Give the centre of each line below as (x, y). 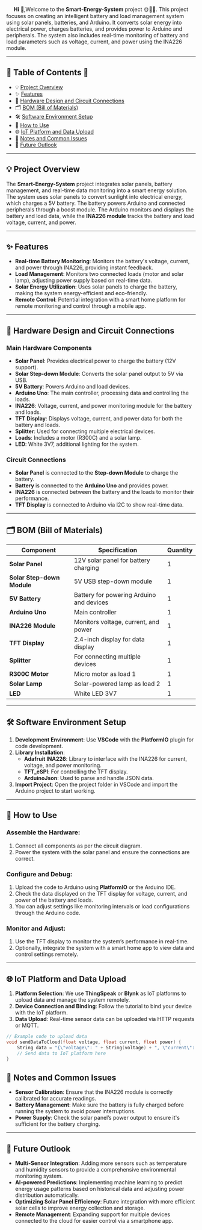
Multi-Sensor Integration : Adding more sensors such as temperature (101, 1163)
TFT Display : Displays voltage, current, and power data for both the (99, 419)
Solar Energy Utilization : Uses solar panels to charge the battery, (96, 287)
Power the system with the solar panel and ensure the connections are (102, 852)
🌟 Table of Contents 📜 (47, 73)
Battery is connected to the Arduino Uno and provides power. (92, 485)
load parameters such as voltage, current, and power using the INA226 (94, 42)
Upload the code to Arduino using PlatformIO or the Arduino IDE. (95, 887)
